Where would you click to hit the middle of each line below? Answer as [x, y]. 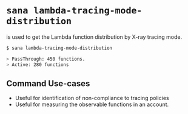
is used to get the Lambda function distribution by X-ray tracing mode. [94, 37]
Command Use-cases [48, 83]
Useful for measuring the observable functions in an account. [92, 104]
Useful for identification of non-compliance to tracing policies [92, 98]
